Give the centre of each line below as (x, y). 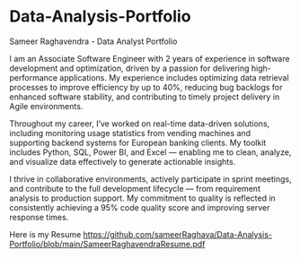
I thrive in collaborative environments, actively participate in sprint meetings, (150, 179)
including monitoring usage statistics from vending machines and (130, 133)
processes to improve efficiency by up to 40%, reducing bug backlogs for (146, 87)
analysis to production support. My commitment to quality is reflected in (142, 198)
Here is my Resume (45, 234)
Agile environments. (46, 106)
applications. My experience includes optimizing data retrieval (174, 77)
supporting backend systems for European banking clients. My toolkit (138, 142)
